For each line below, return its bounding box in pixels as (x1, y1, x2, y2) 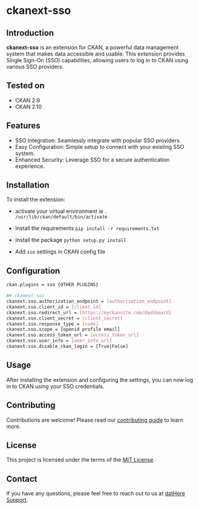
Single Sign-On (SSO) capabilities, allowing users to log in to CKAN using (6, 57, 189, 64)
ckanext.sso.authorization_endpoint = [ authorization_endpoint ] (6, 298, 172, 304)
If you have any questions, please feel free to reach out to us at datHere (6, 490, 186, 497)
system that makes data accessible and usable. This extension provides (6, 50, 186, 57)
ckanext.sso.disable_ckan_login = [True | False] (6, 343, 129, 349)
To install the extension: (6, 196, 65, 203)
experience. (15, 162, 45, 169)
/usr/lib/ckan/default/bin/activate (15, 214, 108, 220)
